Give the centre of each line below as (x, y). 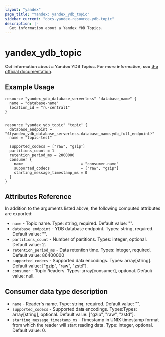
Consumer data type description (57, 292)
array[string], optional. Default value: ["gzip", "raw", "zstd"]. (74, 314)
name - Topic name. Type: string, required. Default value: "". (73, 223)
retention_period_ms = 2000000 (42, 155)
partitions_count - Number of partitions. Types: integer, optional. (80, 239)
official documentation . (29, 72)
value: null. (23, 276)
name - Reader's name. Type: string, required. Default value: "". (76, 304)
